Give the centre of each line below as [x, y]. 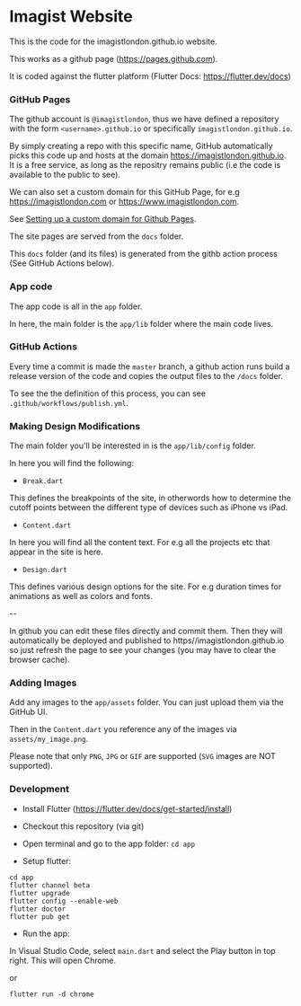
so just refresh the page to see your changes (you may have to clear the [143, 650]
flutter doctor [38, 909]
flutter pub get [40, 917]
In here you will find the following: [72, 463]
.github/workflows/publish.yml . [69, 402]
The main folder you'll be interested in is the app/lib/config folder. [133, 446]
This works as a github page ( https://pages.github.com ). [114, 58]
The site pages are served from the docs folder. [97, 236]
